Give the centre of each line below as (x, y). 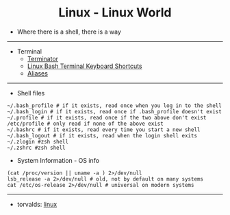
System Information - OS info (58, 160)
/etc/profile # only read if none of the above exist (86, 124)
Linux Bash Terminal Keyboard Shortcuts (85, 66)
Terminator (43, 58)
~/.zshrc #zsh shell (37, 148)
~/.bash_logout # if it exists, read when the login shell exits (102, 135)
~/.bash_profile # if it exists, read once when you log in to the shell (115, 105)
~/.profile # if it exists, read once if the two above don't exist (107, 117)
